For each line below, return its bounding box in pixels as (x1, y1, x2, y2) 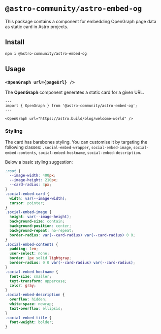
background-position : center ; (9, 223, 71, 228)
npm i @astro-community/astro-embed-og (5, 51, 87, 56)
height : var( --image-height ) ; (9, 214, 71, 220)
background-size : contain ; (9, 219, 65, 224)
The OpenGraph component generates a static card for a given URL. (5, 89, 144, 95)
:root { (5, 168, 21, 174)
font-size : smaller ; (9, 274, 52, 279)
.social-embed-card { (5, 191, 50, 196)
